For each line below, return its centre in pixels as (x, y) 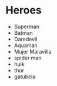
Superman (26, 27)
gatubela (25, 77)
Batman (23, 32)
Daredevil (26, 39)
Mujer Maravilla (33, 51)
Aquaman (26, 45)
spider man (28, 58)
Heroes (24, 10)
